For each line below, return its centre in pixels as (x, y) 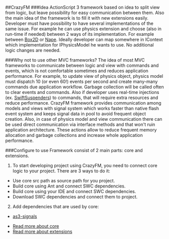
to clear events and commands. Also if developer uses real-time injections (82, 92)
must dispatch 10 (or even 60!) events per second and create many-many (81, 81)
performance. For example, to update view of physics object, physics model (84, 76)
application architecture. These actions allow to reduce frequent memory (81, 130)
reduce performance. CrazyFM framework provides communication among (83, 103)
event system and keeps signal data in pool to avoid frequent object (76, 114)
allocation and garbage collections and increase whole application (74, 135)
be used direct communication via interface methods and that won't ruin (80, 124)
